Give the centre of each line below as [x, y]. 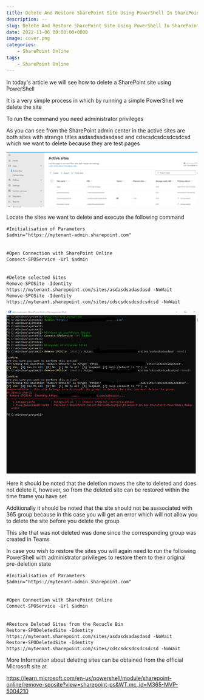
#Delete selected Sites [36, 278]
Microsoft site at [27, 667]
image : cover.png [28, 39]
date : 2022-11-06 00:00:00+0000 [47, 32]
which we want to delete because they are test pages [73, 143]
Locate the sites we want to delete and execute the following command [95, 217]
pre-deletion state [29, 564]
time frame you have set [36, 496]
